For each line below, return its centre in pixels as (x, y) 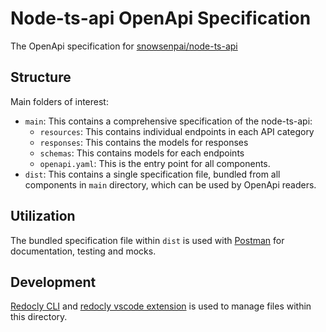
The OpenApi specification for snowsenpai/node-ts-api (124, 46)
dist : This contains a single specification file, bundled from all (152, 174)
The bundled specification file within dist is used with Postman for (147, 240)
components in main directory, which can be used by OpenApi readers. (170, 184)
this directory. (39, 317)
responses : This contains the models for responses (144, 142)
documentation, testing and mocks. (83, 251)
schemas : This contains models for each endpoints (142, 153)
